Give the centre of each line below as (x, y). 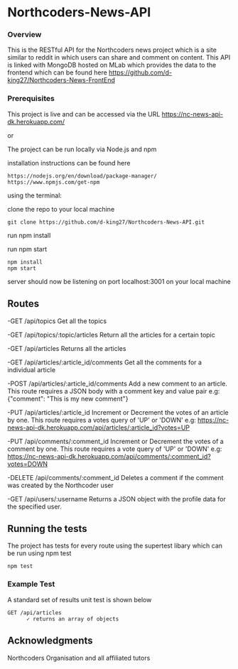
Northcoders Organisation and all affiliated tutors (79, 658)
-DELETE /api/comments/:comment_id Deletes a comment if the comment (115, 477)
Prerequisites (31, 99)
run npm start (27, 249)
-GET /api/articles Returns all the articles (67, 348)
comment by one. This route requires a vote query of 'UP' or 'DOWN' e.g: (115, 449)
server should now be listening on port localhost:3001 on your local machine (119, 281)
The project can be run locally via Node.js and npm (82, 149)
